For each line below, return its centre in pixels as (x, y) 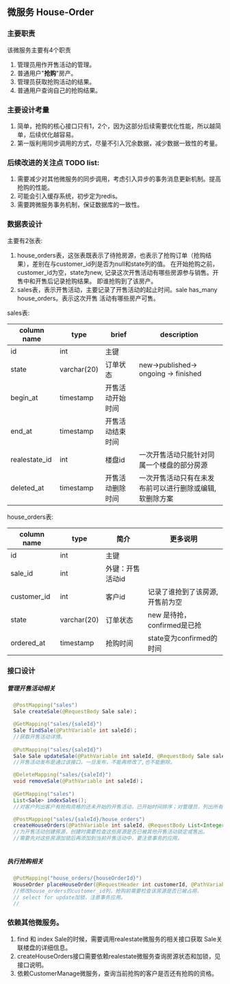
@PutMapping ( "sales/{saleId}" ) (58, 750)
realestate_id (31, 459)
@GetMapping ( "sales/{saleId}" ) (58, 724)
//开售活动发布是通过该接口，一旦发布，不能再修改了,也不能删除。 (94, 762)
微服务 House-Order (51, 12)
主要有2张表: (25, 241)
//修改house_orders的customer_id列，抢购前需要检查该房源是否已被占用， (107, 891)
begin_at (24, 397)
